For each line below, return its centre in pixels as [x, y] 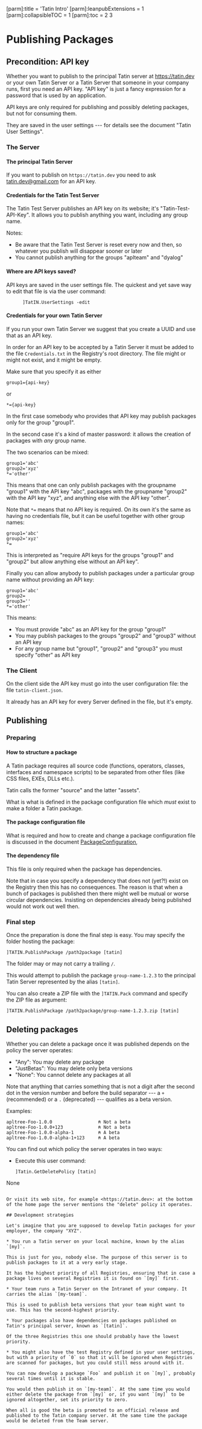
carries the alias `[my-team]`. [47, 1295]
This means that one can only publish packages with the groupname [91, 485]
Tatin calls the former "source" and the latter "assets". [73, 790]
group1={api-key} [28, 382]
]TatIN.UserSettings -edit [56, 302]
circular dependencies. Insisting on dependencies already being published [99, 900]
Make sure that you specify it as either [54, 371]
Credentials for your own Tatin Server [54, 315]
